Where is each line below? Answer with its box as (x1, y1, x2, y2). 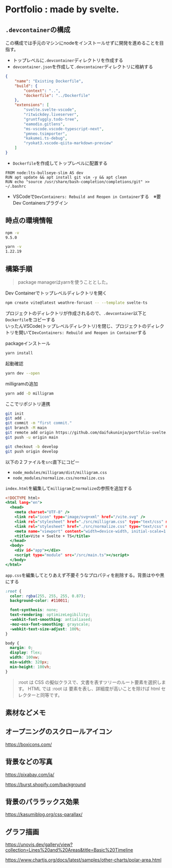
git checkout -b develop (5, 444, 58, 449)
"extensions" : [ (14, 103, 50, 108)
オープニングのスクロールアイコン (5, 727, 113, 736)
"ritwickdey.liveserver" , (24, 112, 79, 117)
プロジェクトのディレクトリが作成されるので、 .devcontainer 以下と (5, 310, 147, 316)
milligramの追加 (5, 381, 38, 387)
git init (5, 411, 24, 416)
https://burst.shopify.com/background (5, 781, 86, 787)
